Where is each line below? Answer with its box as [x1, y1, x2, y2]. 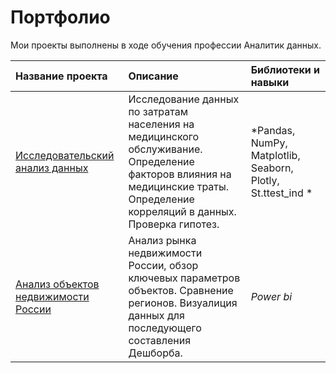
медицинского [128, 129, 200, 143]
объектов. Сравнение [128, 283, 234, 297]
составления [128, 333, 192, 347]
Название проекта [15, 69, 108, 83]
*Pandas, [250, 123, 296, 137]
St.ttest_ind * [250, 186, 313, 200]
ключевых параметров [128, 271, 241, 285]
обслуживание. [128, 142, 203, 156]
